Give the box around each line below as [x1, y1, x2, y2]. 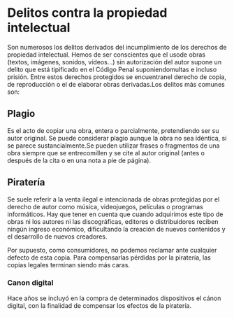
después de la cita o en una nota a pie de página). [7, 156, 152, 164]
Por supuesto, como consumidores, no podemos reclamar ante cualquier [7, 246, 217, 254]
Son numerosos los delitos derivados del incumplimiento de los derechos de [7, 43, 227, 51]
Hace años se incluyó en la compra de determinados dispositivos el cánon [7, 294, 221, 302]
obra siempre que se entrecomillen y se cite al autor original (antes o [7, 148, 205, 157]
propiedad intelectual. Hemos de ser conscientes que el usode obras [7, 50, 206, 59]
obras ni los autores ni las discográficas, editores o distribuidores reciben [7, 217, 219, 225]
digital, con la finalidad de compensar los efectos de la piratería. [7, 301, 192, 309]
